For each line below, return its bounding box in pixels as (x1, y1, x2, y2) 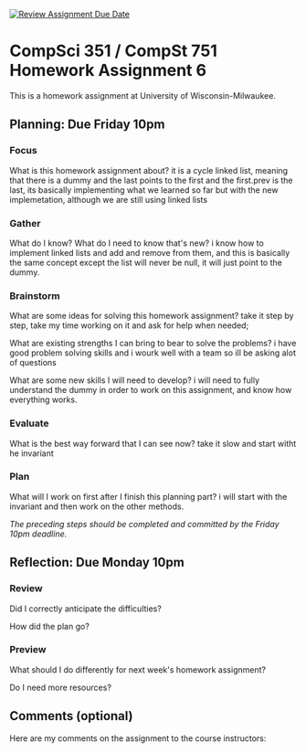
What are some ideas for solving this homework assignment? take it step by (9, 311, 294, 322)
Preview (9, 643, 47, 656)
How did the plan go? (9, 620, 90, 631)
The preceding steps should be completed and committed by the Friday (9, 518, 280, 529)
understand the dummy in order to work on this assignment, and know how (9, 385, 292, 396)
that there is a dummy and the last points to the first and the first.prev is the (9, 175, 294, 186)
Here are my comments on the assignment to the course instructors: (9, 732, 267, 744)
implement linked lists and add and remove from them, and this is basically (9, 247, 290, 258)
